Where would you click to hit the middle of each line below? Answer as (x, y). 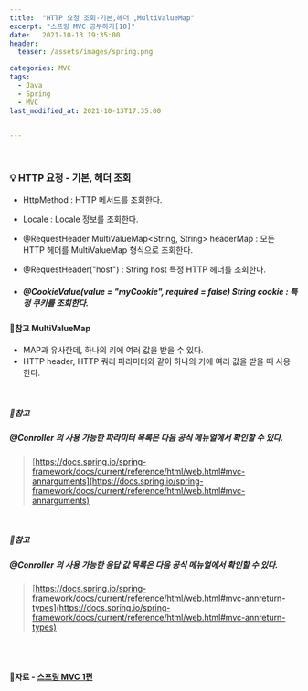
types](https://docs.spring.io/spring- (101, 607)
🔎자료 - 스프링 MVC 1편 (51, 676)
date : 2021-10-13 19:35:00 (65, 35)
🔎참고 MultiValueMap (50, 328)
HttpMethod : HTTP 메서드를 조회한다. (92, 199)
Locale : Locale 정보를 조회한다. (80, 219)
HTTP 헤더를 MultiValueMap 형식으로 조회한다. (108, 250)
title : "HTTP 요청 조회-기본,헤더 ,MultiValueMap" (102, 18)
